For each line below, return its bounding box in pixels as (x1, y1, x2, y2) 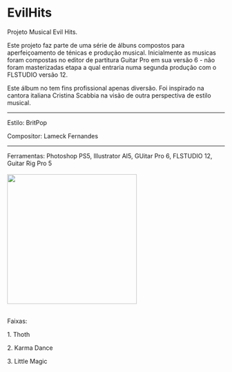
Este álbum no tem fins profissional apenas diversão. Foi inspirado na (7, 84, 205, 92)
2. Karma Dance (7, 344, 53, 352)
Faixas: (7, 317, 28, 325)
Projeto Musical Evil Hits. (7, 28, 78, 36)
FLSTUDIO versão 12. (7, 71, 68, 79)
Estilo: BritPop (7, 118, 47, 127)
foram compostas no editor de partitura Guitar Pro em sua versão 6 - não (7, 55, 215, 64)
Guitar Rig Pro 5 (7, 159, 52, 167)
